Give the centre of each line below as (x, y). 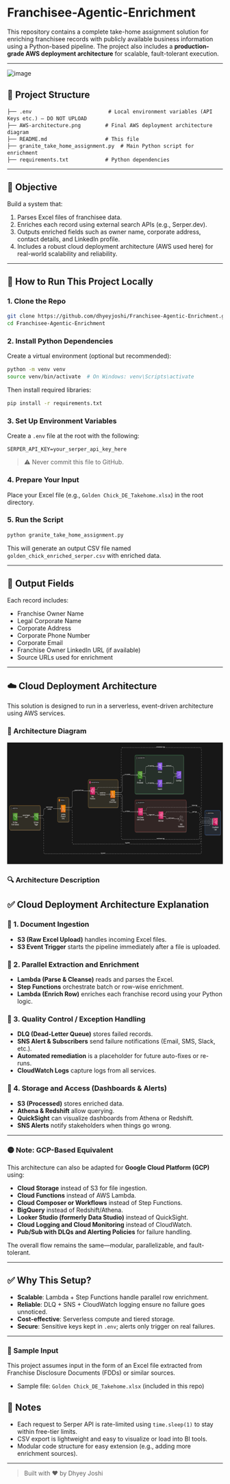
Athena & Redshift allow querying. (66, 1110)
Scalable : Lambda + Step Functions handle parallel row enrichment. (113, 1297)
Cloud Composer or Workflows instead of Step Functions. (100, 1202)
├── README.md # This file (73, 139)
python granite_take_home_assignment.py (66, 535)
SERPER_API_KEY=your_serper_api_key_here (67, 449)
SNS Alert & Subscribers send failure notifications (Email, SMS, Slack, (116, 1042)
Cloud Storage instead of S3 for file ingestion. (82, 1188)
